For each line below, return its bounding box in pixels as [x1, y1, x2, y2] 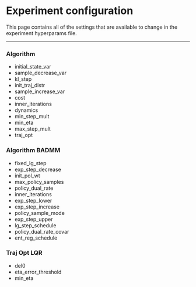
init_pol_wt [14, 172, 41, 179]
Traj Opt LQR [6, 249, 43, 257]
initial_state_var [14, 63, 51, 70]
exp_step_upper [14, 216, 54, 223]
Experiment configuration [6, 4, 134, 18]
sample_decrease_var [14, 69, 67, 77]
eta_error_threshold [14, 268, 62, 275]
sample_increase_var [14, 88, 65, 95]
